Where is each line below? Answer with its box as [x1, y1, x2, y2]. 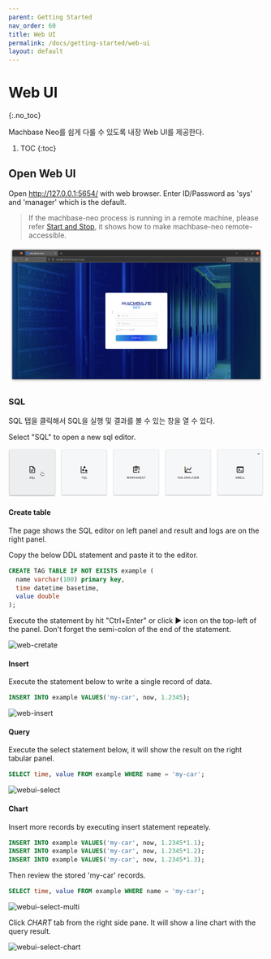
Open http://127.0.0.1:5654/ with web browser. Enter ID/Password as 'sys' [8, 188, 253, 198]
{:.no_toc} [8, 111, 41, 120]
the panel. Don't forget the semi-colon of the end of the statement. [8, 625, 231, 634]
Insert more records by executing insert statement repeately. [8, 822, 211, 831]
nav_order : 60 [8, 21, 57, 30]
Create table [8, 508, 51, 517]
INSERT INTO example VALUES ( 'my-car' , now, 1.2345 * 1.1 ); [8, 839, 205, 847]
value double [15, 592, 60, 601]
